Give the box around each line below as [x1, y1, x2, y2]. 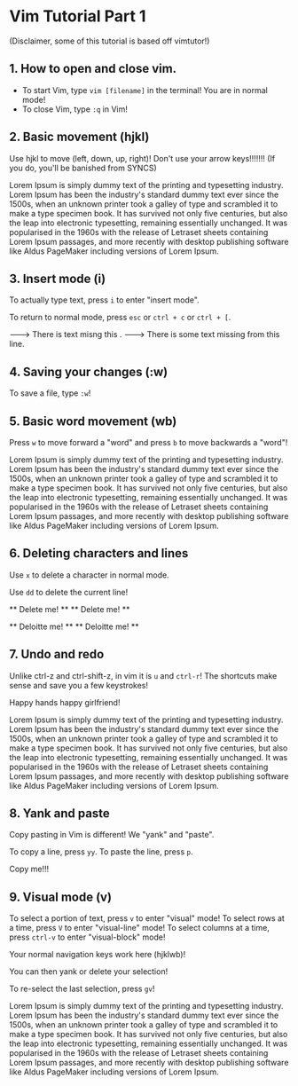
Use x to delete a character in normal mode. [9, 570, 170, 580]
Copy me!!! [9, 863, 50, 875]
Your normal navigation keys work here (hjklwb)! [9, 949, 186, 960]
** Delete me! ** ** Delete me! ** [9, 603, 130, 614]
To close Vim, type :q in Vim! [21, 104, 129, 114]
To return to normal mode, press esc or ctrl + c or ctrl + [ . [9, 312, 231, 323]
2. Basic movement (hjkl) [9, 130, 150, 145]
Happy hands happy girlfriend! [9, 696, 121, 707]
